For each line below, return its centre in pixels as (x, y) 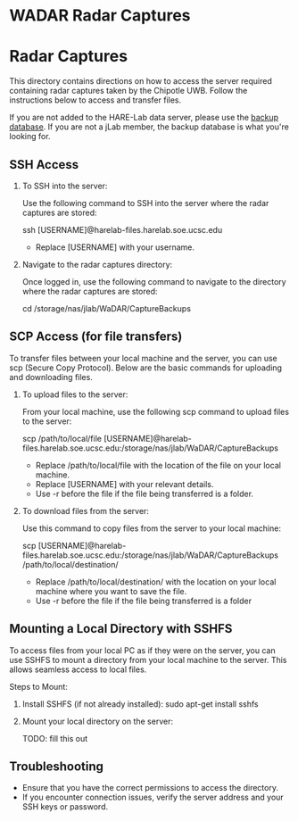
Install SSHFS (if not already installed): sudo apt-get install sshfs (140, 704)
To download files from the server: (86, 510)
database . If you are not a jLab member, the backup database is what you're (149, 127)
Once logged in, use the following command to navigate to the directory (154, 281)
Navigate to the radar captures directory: (97, 264)
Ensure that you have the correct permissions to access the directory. (150, 788)
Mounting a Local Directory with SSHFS (121, 629)
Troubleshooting (57, 766)
